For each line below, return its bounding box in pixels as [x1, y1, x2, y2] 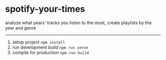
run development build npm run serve [12, 44, 88, 50]
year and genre [5, 25, 36, 30]
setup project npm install [12, 39, 65, 45]
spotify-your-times [5, 3, 85, 15]
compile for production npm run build [12, 49, 89, 55]
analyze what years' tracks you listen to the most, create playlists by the [5, 20, 152, 26]
